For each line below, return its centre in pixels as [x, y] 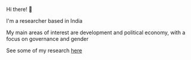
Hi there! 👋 [19, 9]
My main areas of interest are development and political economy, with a [96, 32]
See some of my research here [44, 50]
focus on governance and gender [47, 39]
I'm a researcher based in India [44, 21]
